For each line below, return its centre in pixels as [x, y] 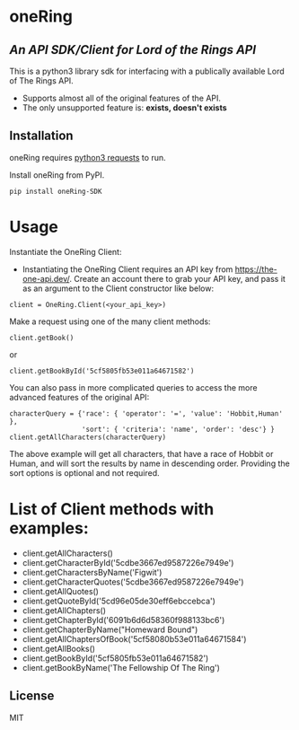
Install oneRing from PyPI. [57, 175]
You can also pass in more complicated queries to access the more [133, 387]
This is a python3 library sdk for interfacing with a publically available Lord [147, 71]
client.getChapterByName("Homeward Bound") [110, 629]
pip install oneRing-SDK [56, 191]
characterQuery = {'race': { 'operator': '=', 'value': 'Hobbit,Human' [146, 413]
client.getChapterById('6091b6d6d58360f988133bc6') [123, 620]
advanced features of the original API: [79, 397]
